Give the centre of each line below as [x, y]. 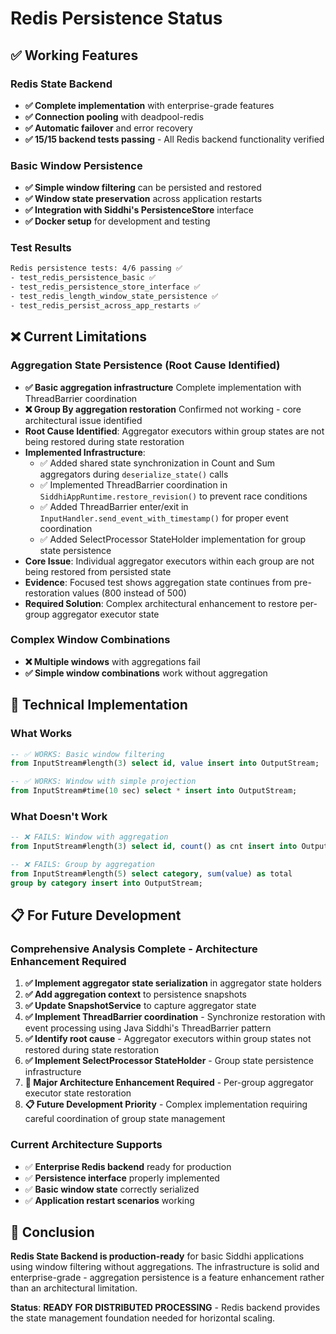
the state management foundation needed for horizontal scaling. [143, 1318]
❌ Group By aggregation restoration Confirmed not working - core [163, 409]
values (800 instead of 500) [129, 593]
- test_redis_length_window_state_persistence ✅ [114, 297]
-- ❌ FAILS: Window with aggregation [89, 837]
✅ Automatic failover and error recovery [108, 128]
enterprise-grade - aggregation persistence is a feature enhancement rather [167, 1278]
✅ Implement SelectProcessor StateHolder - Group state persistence [169, 1061]
